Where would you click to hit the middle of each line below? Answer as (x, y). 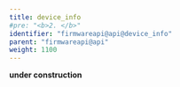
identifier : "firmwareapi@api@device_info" (91, 33)
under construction (46, 75)
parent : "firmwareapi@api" (59, 42)
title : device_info (45, 17)
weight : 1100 (33, 50)
